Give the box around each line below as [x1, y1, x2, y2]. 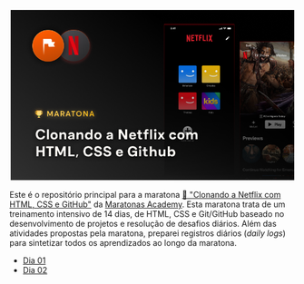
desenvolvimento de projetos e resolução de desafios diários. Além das [9, 219, 277, 229]
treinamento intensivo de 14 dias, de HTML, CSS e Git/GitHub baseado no [9, 209, 285, 219]
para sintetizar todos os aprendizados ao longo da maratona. [9, 238, 238, 248]
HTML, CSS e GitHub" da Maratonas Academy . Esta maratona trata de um [9, 199, 286, 210]
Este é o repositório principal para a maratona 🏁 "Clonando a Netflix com [9, 190, 281, 200]
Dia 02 [22, 265, 48, 275]
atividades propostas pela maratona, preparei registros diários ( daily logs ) [9, 228, 286, 239]
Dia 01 [22, 255, 46, 266]
